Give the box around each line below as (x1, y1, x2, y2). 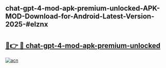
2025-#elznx (5, 20, 48, 29)
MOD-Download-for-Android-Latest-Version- (5, 12, 155, 21)
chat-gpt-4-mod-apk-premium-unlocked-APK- (5, 4, 160, 13)
